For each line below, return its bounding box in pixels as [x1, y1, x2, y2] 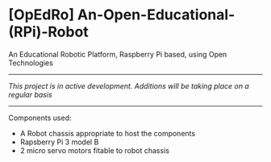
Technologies [8, 58, 54, 68]
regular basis [8, 89, 52, 99]
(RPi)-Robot [8, 23, 89, 41]
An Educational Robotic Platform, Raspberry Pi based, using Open [8, 49, 227, 59]
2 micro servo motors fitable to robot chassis [19, 145, 169, 155]
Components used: [8, 113, 72, 123]
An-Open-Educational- [77, 6, 236, 24]
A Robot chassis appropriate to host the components [19, 128, 196, 138]
